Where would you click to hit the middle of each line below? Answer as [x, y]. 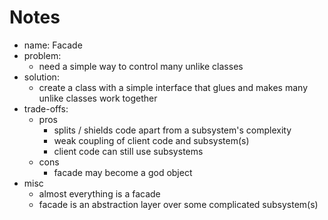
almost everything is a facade [99, 193]
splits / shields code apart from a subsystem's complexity [172, 130]
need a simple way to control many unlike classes [141, 66]
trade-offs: [46, 108]
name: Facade [53, 45]
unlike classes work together [98, 98]
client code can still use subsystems [128, 151]
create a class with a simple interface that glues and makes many [173, 87]
